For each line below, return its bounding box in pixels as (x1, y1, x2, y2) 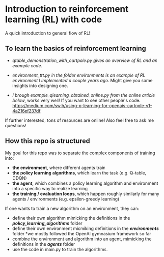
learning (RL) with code (5, 14, 102, 25)
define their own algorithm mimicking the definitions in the (12, 215, 130, 221)
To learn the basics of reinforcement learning (5, 44, 146, 53)
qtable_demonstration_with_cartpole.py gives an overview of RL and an (12, 57, 158, 63)
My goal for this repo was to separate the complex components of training (5, 150, 156, 156)
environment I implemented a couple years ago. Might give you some (12, 77, 153, 83)
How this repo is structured (5, 137, 90, 145)
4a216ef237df (12, 108, 41, 114)
